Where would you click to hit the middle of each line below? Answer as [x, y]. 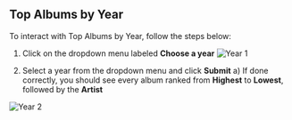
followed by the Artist [63, 89]
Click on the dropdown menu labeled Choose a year [118, 53]
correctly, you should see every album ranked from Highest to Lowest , [153, 80]
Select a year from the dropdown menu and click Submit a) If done [145, 70]
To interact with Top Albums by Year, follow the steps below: [121, 36]
